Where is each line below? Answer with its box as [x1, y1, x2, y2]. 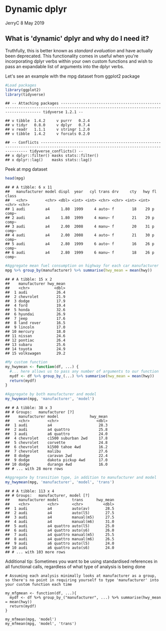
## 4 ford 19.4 [5, 303, 66, 308]
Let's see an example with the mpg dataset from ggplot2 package [5, 73, 140, 79]
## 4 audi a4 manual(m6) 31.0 [5, 519, 114, 524]
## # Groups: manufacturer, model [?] [5, 493, 90, 498]
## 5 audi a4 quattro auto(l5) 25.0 [5, 524, 114, 528]
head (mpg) [5, 176, 26, 181]
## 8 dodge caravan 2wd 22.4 [5, 453, 108, 458]
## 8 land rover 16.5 [5, 320, 66, 325]
